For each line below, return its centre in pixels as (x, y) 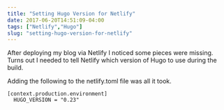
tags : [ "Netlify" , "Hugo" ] (45, 26)
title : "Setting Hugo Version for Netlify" (72, 14)
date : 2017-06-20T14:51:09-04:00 (56, 20)
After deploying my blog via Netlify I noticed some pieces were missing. (110, 53)
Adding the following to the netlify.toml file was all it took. (90, 81)
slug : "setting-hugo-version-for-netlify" (70, 33)
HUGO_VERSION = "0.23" (46, 100)
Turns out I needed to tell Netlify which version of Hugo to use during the (112, 61)
